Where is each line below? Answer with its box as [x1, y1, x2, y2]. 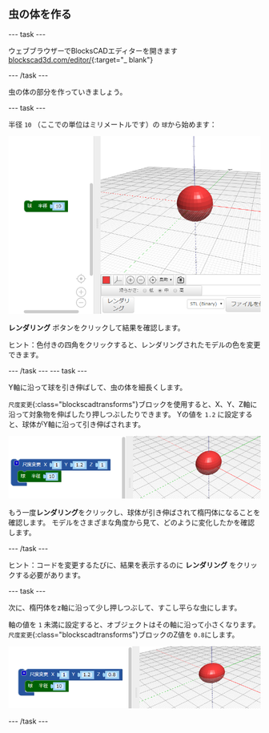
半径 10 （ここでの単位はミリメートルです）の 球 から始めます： [8, 119, 218, 129]
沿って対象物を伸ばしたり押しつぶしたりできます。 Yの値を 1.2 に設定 [8, 409, 239, 419]
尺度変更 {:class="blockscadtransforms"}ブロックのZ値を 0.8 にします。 [8, 630, 239, 639]
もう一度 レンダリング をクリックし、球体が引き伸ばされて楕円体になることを [8, 507, 261, 517]
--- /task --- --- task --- [8, 365, 88, 375]
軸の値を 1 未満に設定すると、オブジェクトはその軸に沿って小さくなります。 [8, 619, 260, 629]
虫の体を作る [8, 7, 72, 22]
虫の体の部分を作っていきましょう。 [8, 87, 127, 96]
